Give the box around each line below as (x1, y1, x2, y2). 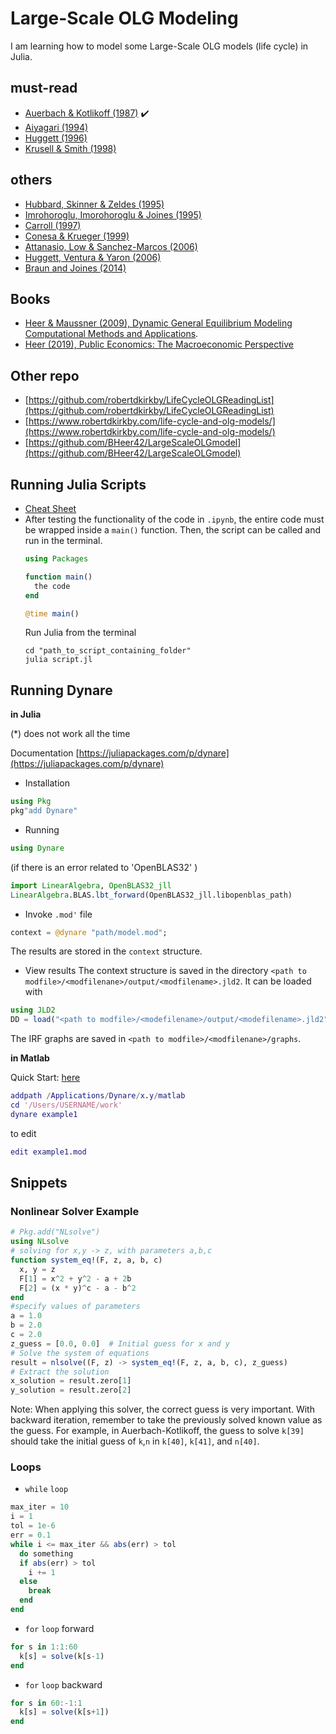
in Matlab (10, 1052, 50, 1064)
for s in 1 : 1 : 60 (10, 1642, 78, 1652)
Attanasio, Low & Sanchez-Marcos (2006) (24, 240, 198, 252)
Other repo (10, 367, 80, 384)
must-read (10, 80, 78, 97)
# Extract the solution (10, 1367, 110, 1377)
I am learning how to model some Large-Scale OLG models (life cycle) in (10, 40, 309, 52)
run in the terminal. (24, 535, 103, 546)
